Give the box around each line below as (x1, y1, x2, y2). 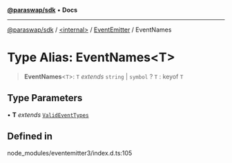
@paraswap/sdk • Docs (7, 6, 78, 14)
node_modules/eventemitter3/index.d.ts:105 (7, 149, 133, 157)
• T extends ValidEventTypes (7, 110, 89, 119)
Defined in (7, 131, 53, 142)
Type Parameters (7, 92, 83, 104)
